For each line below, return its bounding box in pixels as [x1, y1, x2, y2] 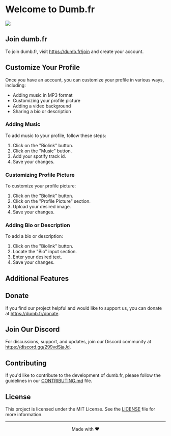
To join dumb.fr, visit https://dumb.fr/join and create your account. [5, 48, 144, 54]
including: [5, 82, 26, 88]
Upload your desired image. [12, 204, 71, 210]
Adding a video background [12, 103, 71, 109]
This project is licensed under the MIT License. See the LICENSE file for [5, 406, 156, 412]
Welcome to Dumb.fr [5, 4, 95, 15]
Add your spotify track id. [12, 153, 66, 159]
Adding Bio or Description [5, 222, 70, 229]
